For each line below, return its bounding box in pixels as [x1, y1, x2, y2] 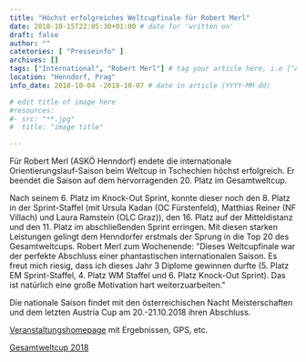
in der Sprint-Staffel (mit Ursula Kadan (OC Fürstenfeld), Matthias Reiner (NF [9, 202, 297, 214]
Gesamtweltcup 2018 [9, 342, 89, 353]
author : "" [9, 38, 51, 48]
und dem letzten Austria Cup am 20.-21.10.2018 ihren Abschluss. [9, 307, 251, 318]
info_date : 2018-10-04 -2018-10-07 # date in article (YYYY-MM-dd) [9, 81, 271, 90]
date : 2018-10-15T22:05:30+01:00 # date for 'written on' [9, 22, 234, 31]
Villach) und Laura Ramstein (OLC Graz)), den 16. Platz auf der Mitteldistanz [9, 212, 293, 223]
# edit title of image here [9, 97, 117, 106]
